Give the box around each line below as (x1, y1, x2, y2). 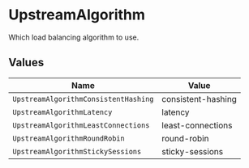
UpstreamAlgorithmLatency (12, 107, 113, 116)
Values (8, 56, 45, 69)
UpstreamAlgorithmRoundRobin (12, 133, 125, 143)
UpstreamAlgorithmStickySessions (12, 147, 142, 156)
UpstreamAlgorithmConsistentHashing (12, 94, 154, 103)
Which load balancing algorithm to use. (8, 32, 140, 42)
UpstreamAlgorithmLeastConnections (12, 120, 150, 130)
